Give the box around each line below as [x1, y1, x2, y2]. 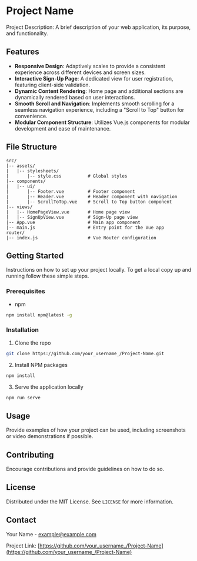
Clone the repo [14, 339, 51, 346]
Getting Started [6, 251, 64, 261]
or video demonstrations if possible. [6, 433, 94, 440]
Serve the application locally [14, 383, 84, 390]
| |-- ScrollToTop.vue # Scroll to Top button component [6, 199, 172, 205]
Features [6, 47, 39, 57]
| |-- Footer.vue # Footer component [6, 188, 135, 195]
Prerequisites [6, 287, 45, 295]
